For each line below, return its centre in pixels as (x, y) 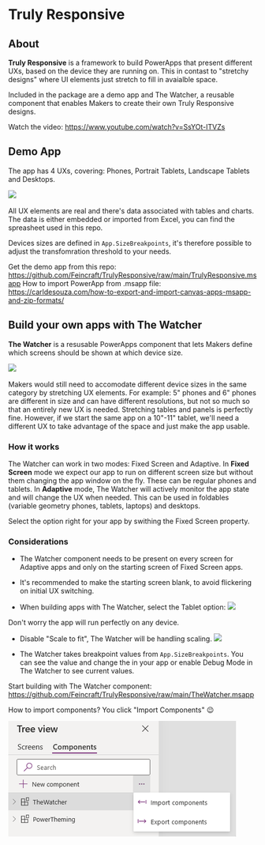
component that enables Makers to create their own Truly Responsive (121, 103)
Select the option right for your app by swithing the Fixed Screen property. (129, 521)
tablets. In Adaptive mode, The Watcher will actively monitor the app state (129, 489)
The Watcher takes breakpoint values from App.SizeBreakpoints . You (131, 654)
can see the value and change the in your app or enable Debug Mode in (136, 662)
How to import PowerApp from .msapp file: (92, 283)
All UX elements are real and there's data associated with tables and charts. (131, 210)
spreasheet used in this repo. (56, 228)
